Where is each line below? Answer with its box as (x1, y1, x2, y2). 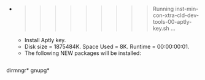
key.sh (152, 24, 170, 32)
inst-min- (174, 5, 199, 12)
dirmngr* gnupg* (6, 67, 50, 74)
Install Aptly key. (24, 37, 66, 43)
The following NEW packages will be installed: (24, 49, 141, 57)
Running (152, 5, 174, 12)
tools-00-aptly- (152, 18, 192, 25)
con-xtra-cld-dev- (152, 12, 199, 19)
